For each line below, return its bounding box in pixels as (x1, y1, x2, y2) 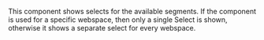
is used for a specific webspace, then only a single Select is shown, (8, 15, 228, 24)
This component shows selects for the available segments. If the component (8, 7, 257, 16)
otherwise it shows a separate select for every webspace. (8, 24, 196, 32)
